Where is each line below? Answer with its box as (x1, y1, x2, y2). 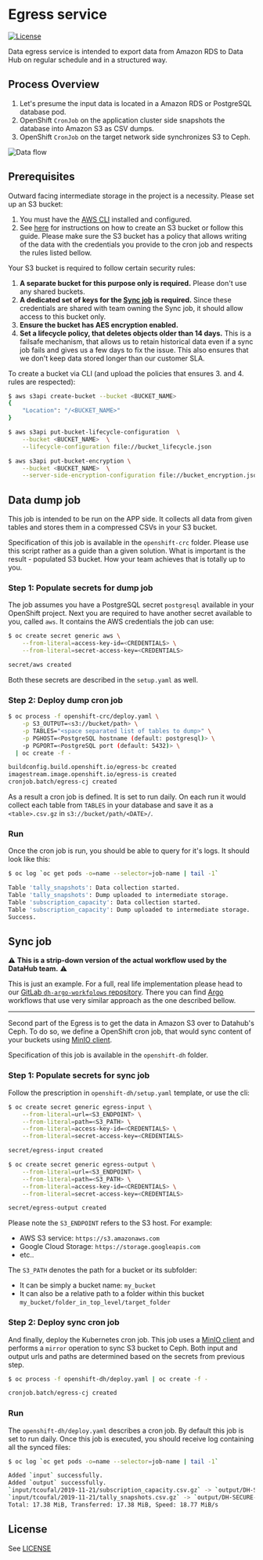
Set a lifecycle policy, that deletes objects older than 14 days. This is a (19, 328, 252, 338)
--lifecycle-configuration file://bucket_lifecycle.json (22, 442, 212, 451)
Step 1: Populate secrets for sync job (8, 1070, 150, 1081)
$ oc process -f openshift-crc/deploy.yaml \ (8, 712, 159, 720)
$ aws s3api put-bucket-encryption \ (8, 457, 131, 465)
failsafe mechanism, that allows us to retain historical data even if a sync (19, 336, 254, 346)
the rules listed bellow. (19, 247, 92, 257)
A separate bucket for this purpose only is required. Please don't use (19, 278, 247, 287)
